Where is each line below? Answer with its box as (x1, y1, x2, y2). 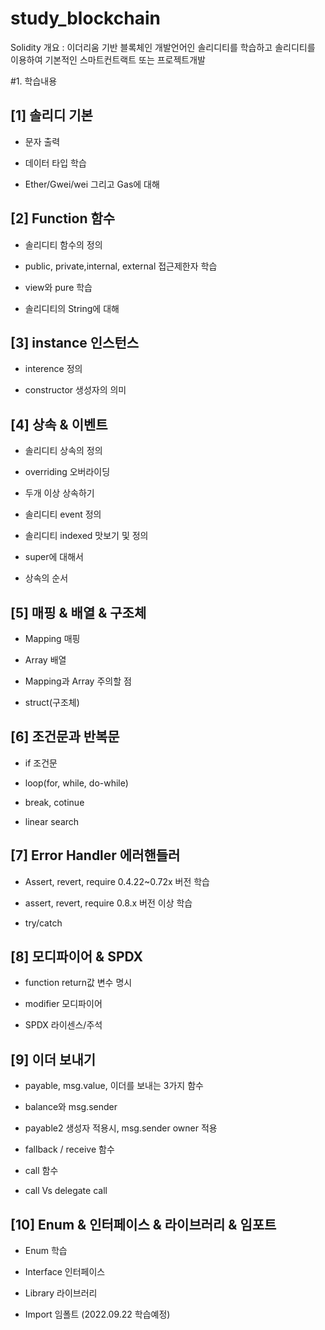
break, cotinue (24, 796, 85, 808)
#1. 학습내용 (10, 75, 58, 87)
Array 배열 (24, 654, 67, 666)
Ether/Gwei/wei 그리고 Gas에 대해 (24, 178, 160, 190)
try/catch (24, 917, 63, 929)
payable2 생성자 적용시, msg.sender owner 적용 (24, 1122, 218, 1134)
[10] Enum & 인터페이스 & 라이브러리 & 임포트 (10, 1216, 277, 1233)
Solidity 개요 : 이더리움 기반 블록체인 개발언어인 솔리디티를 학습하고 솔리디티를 (10, 41, 316, 53)
